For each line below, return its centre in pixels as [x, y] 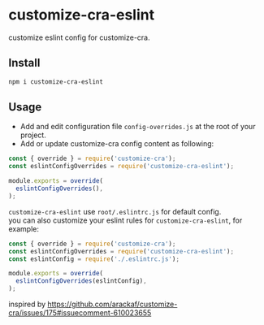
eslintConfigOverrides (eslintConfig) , [82, 281]
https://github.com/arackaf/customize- [113, 304]
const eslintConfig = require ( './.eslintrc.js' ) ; [94, 259]
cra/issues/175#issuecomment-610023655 [80, 313]
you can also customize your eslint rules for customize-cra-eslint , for [126, 220]
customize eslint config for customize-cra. [79, 37]
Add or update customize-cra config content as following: [117, 144]
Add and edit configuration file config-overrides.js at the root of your [138, 127]
